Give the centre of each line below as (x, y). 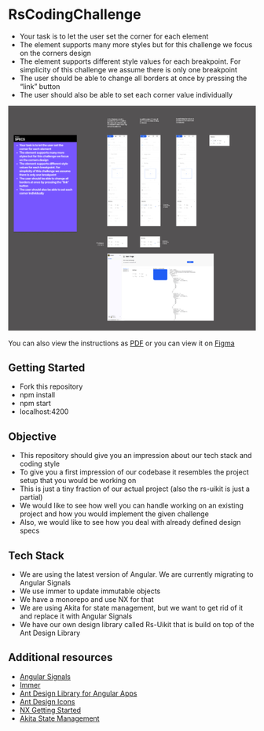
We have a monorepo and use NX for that (86, 600)
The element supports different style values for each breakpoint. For (130, 61)
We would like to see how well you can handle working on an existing (131, 506)
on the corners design (55, 53)
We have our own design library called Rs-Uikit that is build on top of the (137, 625)
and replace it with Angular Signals (76, 616)
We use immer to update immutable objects (90, 591)
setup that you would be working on (78, 481)
